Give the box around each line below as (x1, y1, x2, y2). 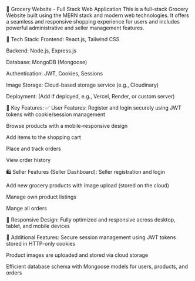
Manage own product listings (6, 193, 76, 200)
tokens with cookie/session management (6, 111, 106, 118)
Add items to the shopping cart (6, 134, 81, 141)
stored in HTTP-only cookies (6, 240, 76, 247)
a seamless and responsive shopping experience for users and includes (6, 18, 180, 25)
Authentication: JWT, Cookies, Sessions (6, 70, 103, 77)
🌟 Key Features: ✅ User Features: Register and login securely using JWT (6, 104, 181, 111)
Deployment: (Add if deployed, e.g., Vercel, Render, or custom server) (6, 93, 175, 100)
